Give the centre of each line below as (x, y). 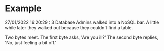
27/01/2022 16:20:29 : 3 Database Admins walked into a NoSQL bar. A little (82, 22)
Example (23, 9)
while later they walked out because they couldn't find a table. (69, 27)
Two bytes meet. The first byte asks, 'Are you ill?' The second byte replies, (82, 37)
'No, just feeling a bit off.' (31, 42)
